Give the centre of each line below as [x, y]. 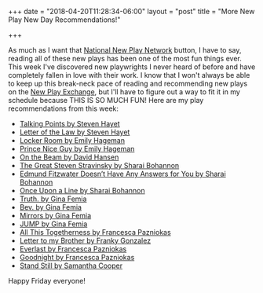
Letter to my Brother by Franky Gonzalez [85, 240]
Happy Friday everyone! [47, 281]
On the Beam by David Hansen [69, 157]
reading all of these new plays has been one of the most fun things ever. [125, 59]
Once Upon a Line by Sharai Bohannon [82, 190]
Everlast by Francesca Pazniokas [73, 249]
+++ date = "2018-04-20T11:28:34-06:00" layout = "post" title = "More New [131, 11]
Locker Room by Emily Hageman [72, 140]
